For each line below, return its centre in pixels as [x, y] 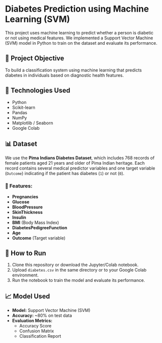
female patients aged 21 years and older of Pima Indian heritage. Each [75, 163]
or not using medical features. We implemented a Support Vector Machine [79, 38]
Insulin [19, 217]
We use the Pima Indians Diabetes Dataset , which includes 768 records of [80, 158]
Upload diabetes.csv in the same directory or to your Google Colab [79, 270]
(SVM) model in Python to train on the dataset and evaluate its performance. [81, 43]
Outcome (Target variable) [39, 238]
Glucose [21, 202]
